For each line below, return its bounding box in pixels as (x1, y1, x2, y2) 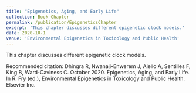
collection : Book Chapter (6, 14, 69, 20)
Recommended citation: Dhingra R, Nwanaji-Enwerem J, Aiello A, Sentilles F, (6, 63, 191, 70)
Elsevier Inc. (6, 81, 36, 88)
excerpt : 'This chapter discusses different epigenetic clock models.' (6, 24, 185, 31)
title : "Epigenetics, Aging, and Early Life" (6, 8, 119, 15)
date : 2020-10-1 (6, 30, 46, 36)
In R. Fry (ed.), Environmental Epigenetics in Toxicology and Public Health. (6, 75, 185, 82)
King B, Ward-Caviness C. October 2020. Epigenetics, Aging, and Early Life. (6, 69, 190, 76)
